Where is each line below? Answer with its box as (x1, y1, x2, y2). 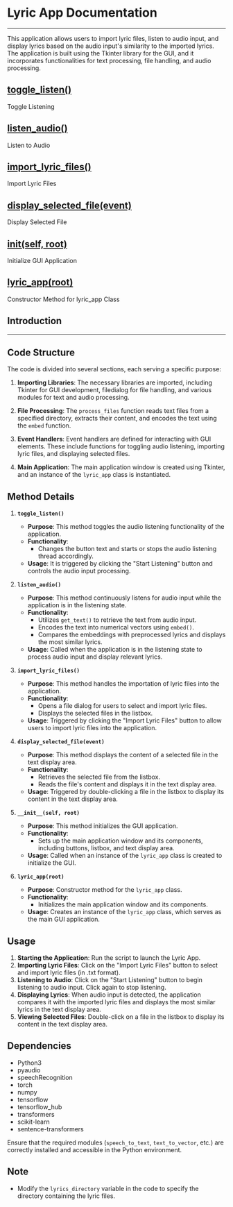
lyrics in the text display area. (17, 1005, 102, 1014)
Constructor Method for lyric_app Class (7, 295, 120, 303)
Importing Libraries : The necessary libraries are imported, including (17, 378, 213, 387)
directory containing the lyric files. (17, 1192, 116, 1200)
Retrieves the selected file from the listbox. (37, 773, 161, 782)
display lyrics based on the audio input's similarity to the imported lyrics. (7, 42, 215, 50)
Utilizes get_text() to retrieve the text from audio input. (37, 616, 197, 624)
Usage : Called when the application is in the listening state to (27, 645, 202, 654)
